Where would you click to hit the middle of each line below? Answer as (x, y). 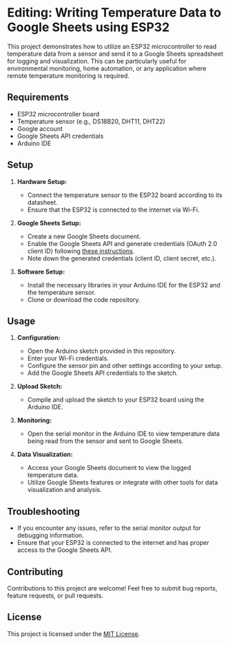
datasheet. (43, 202)
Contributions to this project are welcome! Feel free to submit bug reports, (112, 588)
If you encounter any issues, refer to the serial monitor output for (109, 528)
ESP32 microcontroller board (58, 114)
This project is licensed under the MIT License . (74, 634)
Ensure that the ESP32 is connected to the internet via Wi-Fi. (113, 209)
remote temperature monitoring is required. (68, 75)
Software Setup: (41, 272)
